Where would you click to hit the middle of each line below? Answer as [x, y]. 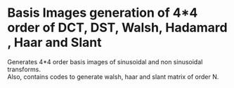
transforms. [24, 69]
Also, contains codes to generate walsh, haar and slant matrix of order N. [113, 76]
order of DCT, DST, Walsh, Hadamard [117, 28]
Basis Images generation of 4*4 [103, 13]
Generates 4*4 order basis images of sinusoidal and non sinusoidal [105, 61]
